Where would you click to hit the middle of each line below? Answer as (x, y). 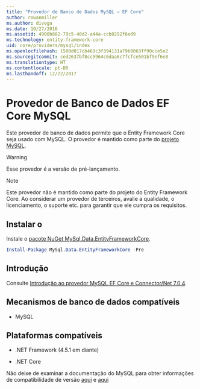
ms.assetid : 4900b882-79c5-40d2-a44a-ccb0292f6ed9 (71, 34)
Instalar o (24, 224)
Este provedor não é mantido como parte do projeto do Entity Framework (97, 192)
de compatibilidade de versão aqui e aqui (58, 380)
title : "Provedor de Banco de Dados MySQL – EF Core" (75, 12)
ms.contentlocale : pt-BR (37, 68)
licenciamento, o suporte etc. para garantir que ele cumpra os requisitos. (97, 205)
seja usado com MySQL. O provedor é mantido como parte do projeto (93, 139)
